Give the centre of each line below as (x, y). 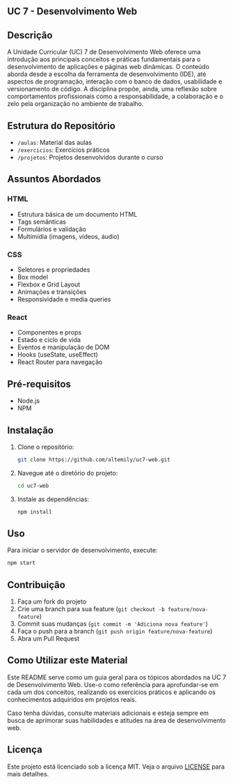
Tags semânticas (41, 222)
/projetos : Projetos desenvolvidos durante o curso (90, 157)
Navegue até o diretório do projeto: (67, 472)
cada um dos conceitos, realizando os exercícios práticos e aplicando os (111, 692)
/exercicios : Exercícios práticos (63, 150)
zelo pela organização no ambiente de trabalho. (75, 104)
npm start (22, 563)
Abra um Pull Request (48, 639)
